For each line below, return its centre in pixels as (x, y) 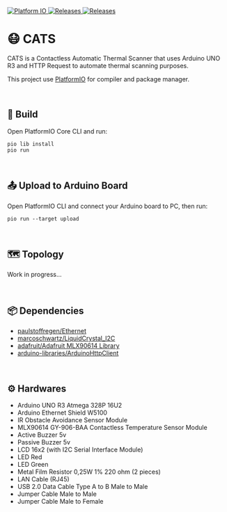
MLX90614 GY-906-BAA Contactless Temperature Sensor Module (112, 427)
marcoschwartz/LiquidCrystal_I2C (66, 338)
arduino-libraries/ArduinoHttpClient (68, 353)
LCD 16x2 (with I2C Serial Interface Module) (80, 449)
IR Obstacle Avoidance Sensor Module (72, 420)
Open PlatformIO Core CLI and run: (57, 131)
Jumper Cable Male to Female (60, 501)
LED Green (33, 464)
